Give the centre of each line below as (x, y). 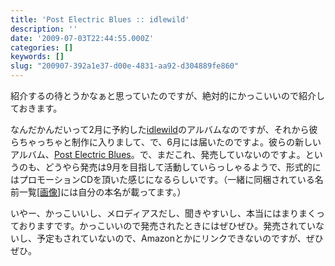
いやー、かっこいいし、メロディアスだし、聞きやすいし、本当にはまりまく (163, 213)
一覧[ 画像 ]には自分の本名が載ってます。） (102, 192)
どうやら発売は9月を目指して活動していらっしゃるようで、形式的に (183, 167)
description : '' (44, 29)
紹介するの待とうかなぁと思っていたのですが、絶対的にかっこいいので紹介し (168, 95)
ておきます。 (36, 108)
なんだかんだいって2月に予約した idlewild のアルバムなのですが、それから (160, 129)
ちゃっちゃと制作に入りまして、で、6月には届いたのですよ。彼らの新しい (170, 142)
